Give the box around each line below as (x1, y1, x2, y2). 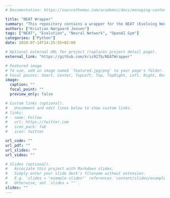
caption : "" (10, 82, 35, 87)
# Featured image (5, 63, 42, 69)
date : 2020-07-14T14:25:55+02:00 (5, 40, 76, 46)
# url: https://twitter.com (5, 120, 69, 125)
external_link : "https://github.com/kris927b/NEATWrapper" (5, 54, 133, 59)
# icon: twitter (5, 129, 44, 135)
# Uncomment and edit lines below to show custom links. (5, 105, 133, 111)
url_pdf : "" (5, 143, 30, 148)
